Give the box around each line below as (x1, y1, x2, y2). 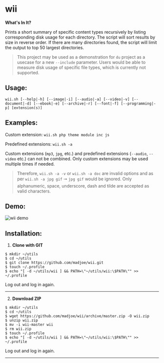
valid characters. (17, 188, 51, 194)
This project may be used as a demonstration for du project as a (17, 54, 145, 60)
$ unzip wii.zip (5, 318, 38, 323)
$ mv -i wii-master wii (5, 322, 54, 327)
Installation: (5, 229, 42, 237)
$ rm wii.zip (5, 326, 32, 332)
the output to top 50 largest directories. (5, 44, 84, 50)
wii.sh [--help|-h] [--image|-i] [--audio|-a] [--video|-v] (5, 97, 130, 102)
